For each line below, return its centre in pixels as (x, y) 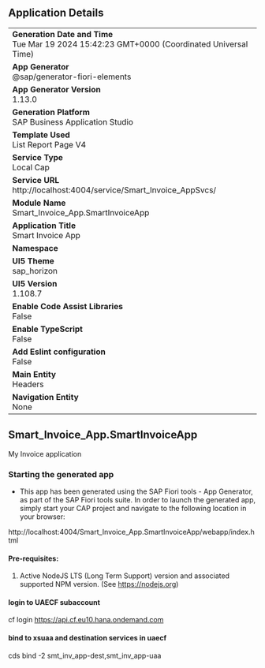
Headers (28, 384)
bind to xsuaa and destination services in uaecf (88, 637)
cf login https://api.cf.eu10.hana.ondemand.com (86, 620)
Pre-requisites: (34, 558)
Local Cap (31, 167)
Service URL (36, 180)
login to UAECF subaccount (54, 602)
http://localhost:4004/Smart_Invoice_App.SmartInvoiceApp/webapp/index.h (131, 532)
